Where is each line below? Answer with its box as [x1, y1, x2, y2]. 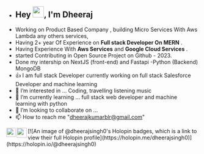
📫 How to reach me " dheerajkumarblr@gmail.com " [15, 113, 145, 120]
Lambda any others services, [15, 32, 89, 40]
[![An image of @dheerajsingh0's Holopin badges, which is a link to [27, 127, 197, 134]
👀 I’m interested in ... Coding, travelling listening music [15, 87, 152, 94]
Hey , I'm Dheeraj [15, 10, 93, 20]
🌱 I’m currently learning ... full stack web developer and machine [15, 93, 178, 101]
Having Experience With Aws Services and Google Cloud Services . [15, 45, 188, 53]
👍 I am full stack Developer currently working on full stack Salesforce [15, 71, 191, 79]
